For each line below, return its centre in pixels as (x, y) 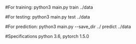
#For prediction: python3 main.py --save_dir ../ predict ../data (68, 26)
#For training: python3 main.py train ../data (49, 7)
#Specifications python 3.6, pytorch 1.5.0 (47, 36)
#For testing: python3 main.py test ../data (48, 17)
